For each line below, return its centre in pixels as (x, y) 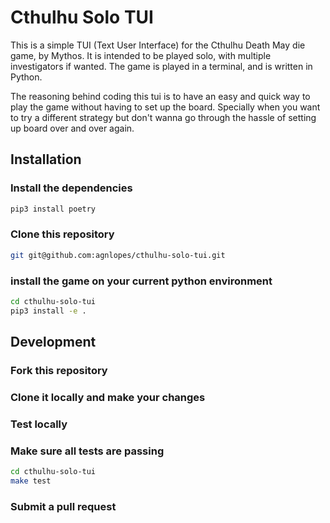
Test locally (39, 424)
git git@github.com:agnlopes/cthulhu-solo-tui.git (118, 255)
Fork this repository (59, 371)
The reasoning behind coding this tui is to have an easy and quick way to (160, 96)
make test (31, 481)
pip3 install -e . (48, 311)
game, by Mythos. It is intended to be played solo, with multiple (141, 55)
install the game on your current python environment (141, 281)
